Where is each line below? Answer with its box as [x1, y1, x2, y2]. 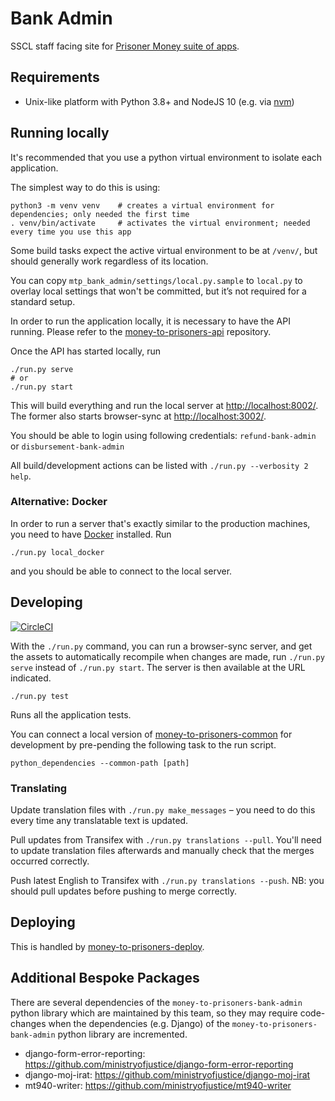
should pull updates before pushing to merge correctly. [10, 885, 238, 897]
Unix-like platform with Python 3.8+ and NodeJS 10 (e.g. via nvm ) [24, 95, 295, 107]
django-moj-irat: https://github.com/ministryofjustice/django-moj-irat [24, 1068, 311, 1081]
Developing [10, 594, 83, 611]
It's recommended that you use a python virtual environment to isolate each [10, 151, 323, 163]
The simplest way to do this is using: [10, 181, 161, 193]
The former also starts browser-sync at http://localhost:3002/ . [10, 410, 267, 422]
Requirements [10, 69, 100, 86]
